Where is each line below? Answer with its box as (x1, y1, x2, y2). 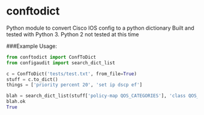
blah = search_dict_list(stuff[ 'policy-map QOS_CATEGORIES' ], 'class (6, 93, 186, 99)
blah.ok (6, 99, 26, 105)
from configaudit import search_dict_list (6, 59, 115, 66)
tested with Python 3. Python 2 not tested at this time (6, 30, 140, 38)
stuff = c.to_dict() (6, 76, 59, 82)
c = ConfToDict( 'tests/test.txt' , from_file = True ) (6, 71, 137, 77)
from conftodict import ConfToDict (6, 54, 97, 60)
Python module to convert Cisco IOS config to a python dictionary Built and (6, 24, 194, 31)
